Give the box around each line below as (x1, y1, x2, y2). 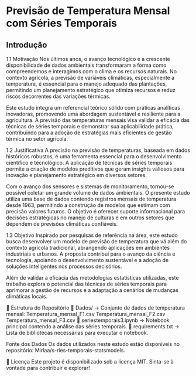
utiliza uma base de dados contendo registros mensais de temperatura (6, 195, 177, 202)
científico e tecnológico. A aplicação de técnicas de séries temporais (6, 159, 173, 166)
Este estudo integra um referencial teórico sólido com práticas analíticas (6, 104, 180, 111)
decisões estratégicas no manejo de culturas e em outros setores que (6, 214, 174, 221)
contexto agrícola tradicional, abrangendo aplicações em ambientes (6, 244, 170, 251)
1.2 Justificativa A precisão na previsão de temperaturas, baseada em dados (6, 147, 191, 154)
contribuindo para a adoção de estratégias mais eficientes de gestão (6, 129, 172, 136)
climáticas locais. (6, 293, 48, 300)
